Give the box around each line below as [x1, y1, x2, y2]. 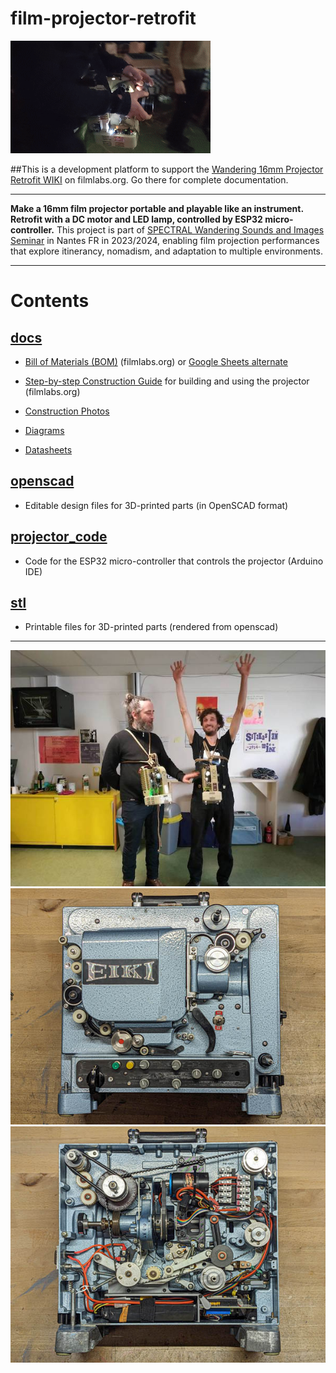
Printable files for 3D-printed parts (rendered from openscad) [24, 621, 279, 633]
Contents [10, 290, 90, 312]
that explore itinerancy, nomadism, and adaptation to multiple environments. [10, 245, 324, 257]
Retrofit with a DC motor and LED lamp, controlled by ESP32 [10, 213, 263, 225]
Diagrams [24, 424, 65, 436]
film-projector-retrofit [10, 7, 197, 30]
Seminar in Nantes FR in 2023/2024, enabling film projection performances [10, 234, 320, 246]
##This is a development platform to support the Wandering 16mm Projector [10, 163, 324, 175]
